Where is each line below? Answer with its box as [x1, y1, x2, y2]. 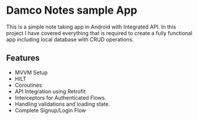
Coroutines [14, 81, 42, 89]
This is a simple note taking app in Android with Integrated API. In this [6, 23, 177, 30]
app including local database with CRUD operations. [6, 36, 134, 43]
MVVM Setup [14, 69, 48, 76]
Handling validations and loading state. [14, 100, 111, 108]
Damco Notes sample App [6, 4, 138, 17]
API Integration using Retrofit [14, 87, 86, 95]
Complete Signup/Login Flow [14, 106, 86, 113]
